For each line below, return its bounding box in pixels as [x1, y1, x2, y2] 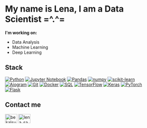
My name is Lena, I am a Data [5, 3, 124, 15]
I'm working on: [5, 30, 37, 35]
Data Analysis [12, 39, 40, 45]
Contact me [5, 101, 41, 109]
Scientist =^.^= [5, 14, 65, 25]
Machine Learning [12, 44, 48, 50]
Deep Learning [12, 49, 42, 55]
